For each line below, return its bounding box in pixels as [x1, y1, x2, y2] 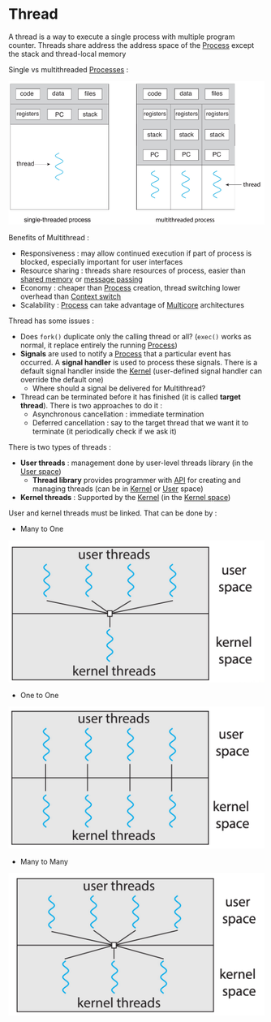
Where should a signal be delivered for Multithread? [32, 383, 206, 393]
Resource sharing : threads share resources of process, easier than [19, 265, 246, 275]
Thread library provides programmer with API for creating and [32, 475, 241, 485]
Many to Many [19, 857, 69, 867]
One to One [19, 690, 59, 700]
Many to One [19, 524, 64, 533]
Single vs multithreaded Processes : [8, 64, 129, 74]
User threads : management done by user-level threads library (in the [19, 458, 254, 468]
